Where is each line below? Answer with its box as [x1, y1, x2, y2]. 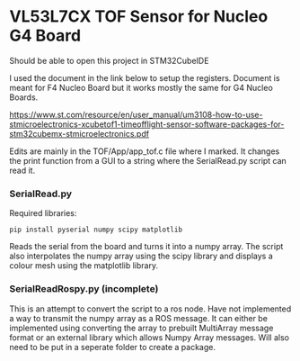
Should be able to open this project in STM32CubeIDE [9, 55, 209, 66]
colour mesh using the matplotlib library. [9, 260, 159, 271]
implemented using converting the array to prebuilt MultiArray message [9, 322, 274, 333]
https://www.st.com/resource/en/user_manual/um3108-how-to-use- [9, 109, 263, 120]
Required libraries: [9, 208, 77, 219]
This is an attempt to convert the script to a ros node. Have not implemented [9, 303, 292, 314]
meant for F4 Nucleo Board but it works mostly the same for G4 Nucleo [9, 82, 274, 93]
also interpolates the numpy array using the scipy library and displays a [9, 250, 273, 262]
